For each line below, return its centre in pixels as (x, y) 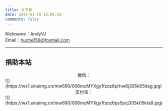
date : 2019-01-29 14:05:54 (33, 14)
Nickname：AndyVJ (26, 34)
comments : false (22, 19)
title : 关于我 (19, 10)
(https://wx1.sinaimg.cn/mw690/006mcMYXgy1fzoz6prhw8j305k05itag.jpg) (83, 86)
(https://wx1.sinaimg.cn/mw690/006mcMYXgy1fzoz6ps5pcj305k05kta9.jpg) (84, 103)
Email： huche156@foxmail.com (37, 40)
